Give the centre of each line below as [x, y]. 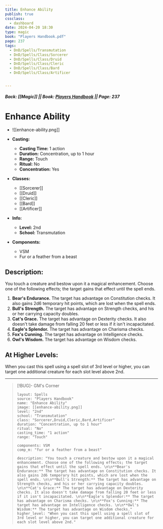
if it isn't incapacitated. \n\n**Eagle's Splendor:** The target [85, 497]
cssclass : [15, 18]
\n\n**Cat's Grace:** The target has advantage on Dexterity [80, 488]
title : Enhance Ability [29, 9]
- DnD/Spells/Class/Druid [36, 59]
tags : [10, 46]
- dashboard [22, 23]
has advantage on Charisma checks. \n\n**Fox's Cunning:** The [82, 501]
